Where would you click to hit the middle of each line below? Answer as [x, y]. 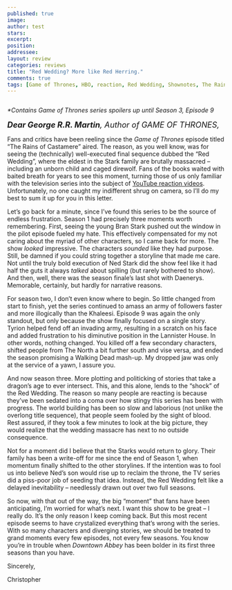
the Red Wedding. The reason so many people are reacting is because [107, 393]
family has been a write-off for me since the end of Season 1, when [103, 458]
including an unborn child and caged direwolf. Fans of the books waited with [116, 169]
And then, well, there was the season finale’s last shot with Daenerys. [106, 278]
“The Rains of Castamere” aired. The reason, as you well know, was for [108, 147]
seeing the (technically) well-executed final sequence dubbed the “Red [108, 154]
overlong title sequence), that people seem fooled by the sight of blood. [109, 415]
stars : [17, 33]
